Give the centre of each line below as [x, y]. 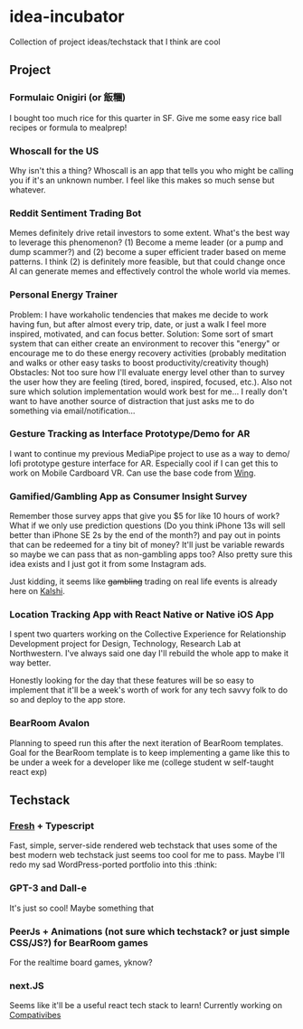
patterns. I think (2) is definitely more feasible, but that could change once [147, 262]
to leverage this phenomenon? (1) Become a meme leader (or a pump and [147, 242]
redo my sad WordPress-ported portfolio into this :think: [114, 864]
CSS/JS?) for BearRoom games [79, 942]
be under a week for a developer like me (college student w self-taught [142, 762]
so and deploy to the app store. [68, 700]
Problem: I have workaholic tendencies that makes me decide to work [139, 315]
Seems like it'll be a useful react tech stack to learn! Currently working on [146, 1005]
